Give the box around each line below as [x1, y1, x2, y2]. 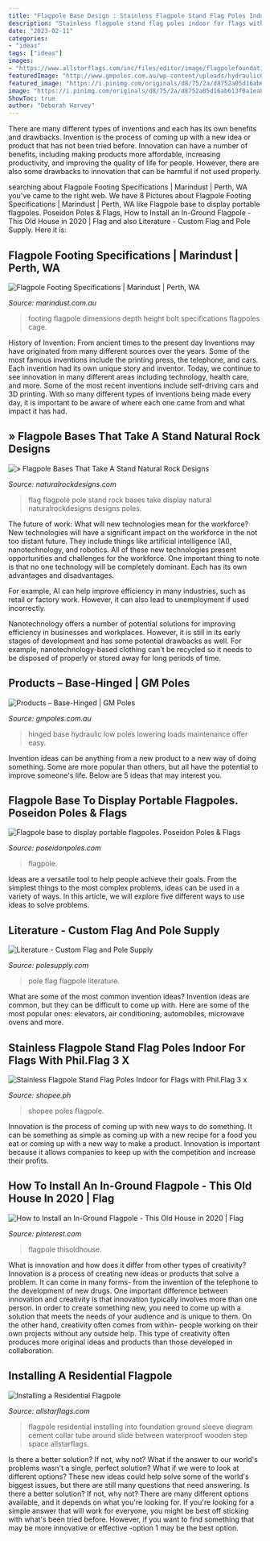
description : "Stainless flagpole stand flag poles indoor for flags [8, 19, 247, 27]
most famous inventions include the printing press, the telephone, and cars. [8, 355, 259, 364]
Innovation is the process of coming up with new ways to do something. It [8, 1122, 253, 1131]
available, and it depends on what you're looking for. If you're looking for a [8, 1497, 255, 1507]
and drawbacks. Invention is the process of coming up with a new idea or [8, 132, 252, 142]
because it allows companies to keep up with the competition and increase [8, 1148, 256, 1157]
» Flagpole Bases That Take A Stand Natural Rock [8, 430, 261, 443]
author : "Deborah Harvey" [8, 102, 95, 110]
